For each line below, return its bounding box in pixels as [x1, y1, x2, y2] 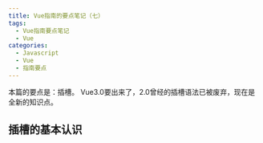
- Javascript [15, 49, 59, 57]
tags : [8, 19, 26, 27]
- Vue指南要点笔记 [15, 27, 70, 35]
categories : [8, 42, 48, 50]
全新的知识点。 [8, 97, 58, 107]
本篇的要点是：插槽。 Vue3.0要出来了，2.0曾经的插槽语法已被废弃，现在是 [8, 87, 255, 96]
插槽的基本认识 [8, 123, 83, 137]
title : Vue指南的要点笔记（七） [8, 11, 104, 20]
